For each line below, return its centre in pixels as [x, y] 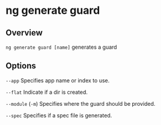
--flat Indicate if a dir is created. [47, 92]
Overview [24, 33]
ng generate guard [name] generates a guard [62, 47]
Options [21, 66]
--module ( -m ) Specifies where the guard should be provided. [80, 103]
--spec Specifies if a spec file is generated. [59, 115]
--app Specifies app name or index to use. [58, 80]
